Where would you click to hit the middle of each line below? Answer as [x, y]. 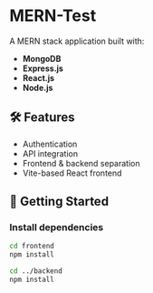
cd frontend [32, 247]
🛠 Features [42, 118]
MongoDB [42, 58]
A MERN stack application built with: [77, 41]
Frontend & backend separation [81, 163]
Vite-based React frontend [72, 173]
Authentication [50, 144]
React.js [38, 77]
